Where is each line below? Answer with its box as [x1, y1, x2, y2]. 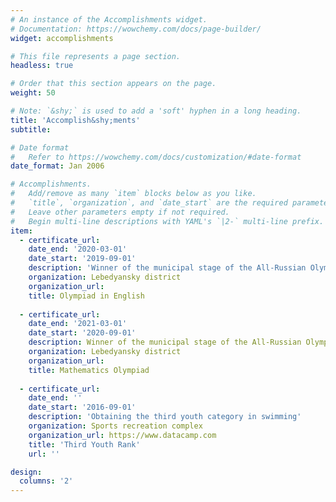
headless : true [10, 61, 74, 71]
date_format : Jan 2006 [10, 161, 105, 171]
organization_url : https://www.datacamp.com [28, 430, 217, 440]
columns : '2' [19, 476, 74, 486]
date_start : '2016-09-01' [28, 402, 137, 413]
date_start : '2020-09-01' [28, 328, 137, 338]
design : [10, 467, 43, 477]
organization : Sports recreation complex [28, 421, 203, 431]
